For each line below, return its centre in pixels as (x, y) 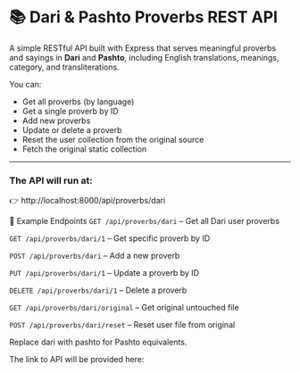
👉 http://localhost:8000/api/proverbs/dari (87, 201)
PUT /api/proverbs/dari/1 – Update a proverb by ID (104, 273)
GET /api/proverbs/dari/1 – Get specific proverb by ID (110, 238)
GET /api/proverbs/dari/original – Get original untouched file (124, 308)
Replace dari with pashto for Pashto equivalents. (98, 342)
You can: (25, 84)
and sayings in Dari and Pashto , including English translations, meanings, (144, 57)
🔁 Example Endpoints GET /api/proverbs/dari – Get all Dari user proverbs (144, 221)
